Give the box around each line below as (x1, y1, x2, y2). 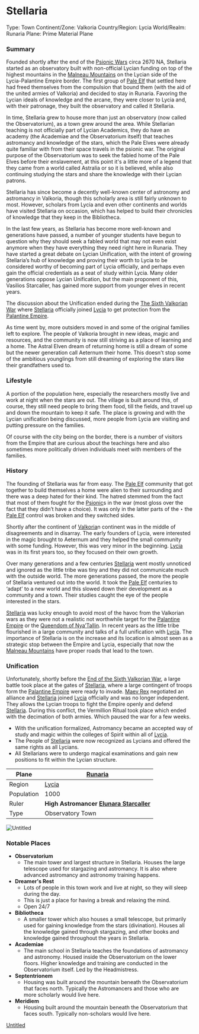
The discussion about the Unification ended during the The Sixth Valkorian (6, 300, 188, 307)
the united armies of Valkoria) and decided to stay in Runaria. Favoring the (6, 90, 187, 97)
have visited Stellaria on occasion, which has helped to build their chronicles (6, 208, 192, 215)
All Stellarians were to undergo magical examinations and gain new (14, 750, 179, 757)
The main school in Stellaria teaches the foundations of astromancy (23, 947, 188, 955)
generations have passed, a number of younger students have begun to (6, 231, 181, 238)
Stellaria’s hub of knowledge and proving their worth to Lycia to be (6, 257, 168, 264)
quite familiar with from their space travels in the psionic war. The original (6, 145, 185, 152)
